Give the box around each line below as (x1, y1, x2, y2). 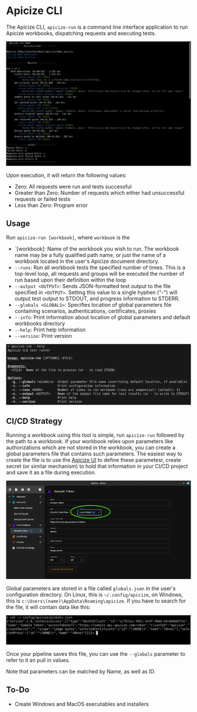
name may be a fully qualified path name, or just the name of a (14, 252, 166, 259)
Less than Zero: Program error (14, 201, 88, 208)
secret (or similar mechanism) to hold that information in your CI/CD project (6, 463, 188, 470)
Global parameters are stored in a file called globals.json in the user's (6, 584, 176, 592)
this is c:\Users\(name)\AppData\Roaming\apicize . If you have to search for (6, 597, 186, 604)
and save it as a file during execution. (6, 469, 97, 476)
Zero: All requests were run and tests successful (14, 183, 132, 190)
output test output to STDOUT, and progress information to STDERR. (14, 295, 180, 302)
